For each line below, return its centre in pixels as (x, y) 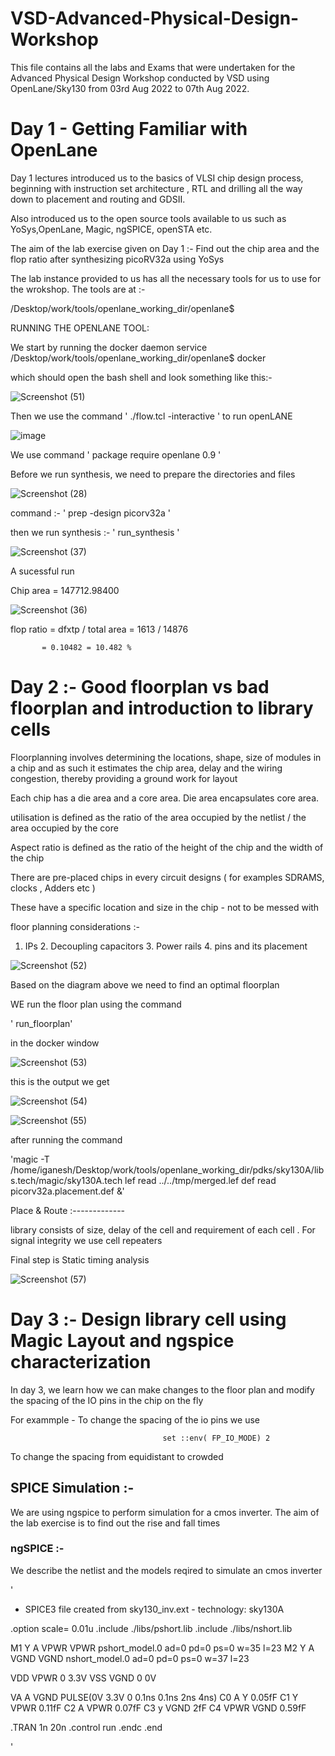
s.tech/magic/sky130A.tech (66, 1180)
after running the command (66, 1139)
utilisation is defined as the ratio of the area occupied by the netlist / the (158, 817)
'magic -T (30, 1159)
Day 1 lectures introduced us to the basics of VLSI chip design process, (157, 178)
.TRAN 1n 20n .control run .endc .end (86, 1727)
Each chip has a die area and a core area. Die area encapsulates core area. (165, 798)
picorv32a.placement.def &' (67, 1191)
